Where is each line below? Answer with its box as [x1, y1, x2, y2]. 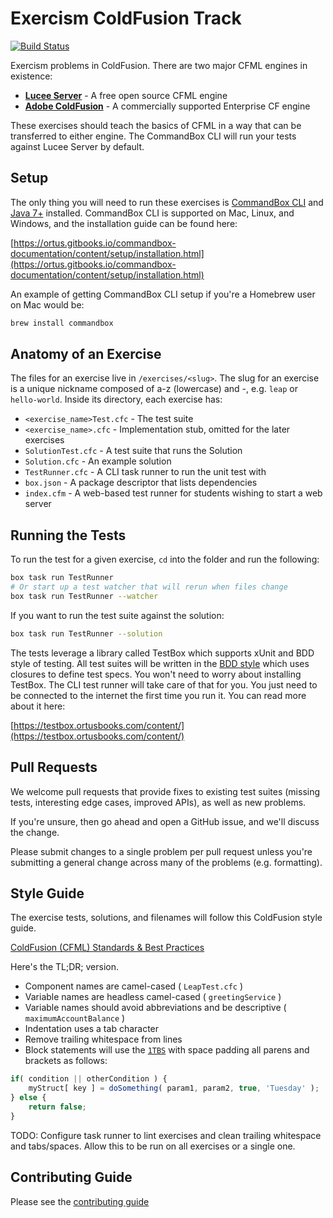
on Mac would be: [10, 298, 85, 311]
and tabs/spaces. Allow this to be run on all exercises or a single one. [10, 1140, 296, 1152]
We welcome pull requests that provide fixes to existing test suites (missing [10, 785, 321, 797]
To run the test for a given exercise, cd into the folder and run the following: [10, 553, 320, 566]
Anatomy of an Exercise [10, 346, 162, 363]
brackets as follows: [24, 1055, 108, 1067]
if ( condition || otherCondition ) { [10, 1074, 168, 1084]
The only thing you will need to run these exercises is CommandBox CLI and [10, 196, 324, 208]
